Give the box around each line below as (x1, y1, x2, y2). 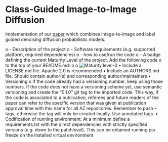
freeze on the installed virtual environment (5, 132, 94, 138)
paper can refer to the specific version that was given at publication (5, 100, 147, 106)
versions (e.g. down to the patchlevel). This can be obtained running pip (5, 126, 155, 132)
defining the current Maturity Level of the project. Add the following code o (5, 57, 162, 63)
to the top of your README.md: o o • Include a (5, 62, 142, 68)
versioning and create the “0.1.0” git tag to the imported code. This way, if (5, 89, 159, 95)
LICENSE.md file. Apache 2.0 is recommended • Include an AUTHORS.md (5, 67, 159, 74)
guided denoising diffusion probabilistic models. (5, 36, 106, 42)
